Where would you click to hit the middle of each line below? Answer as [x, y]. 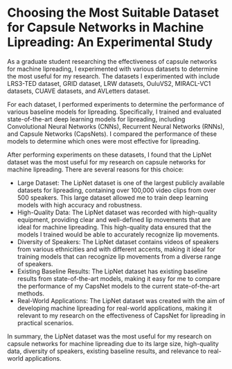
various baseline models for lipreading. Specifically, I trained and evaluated [114, 112]
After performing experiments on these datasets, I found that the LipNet [109, 155]
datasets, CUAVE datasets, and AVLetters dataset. [79, 91]
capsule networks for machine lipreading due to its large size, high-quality [113, 343]
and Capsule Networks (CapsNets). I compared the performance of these [112, 134]
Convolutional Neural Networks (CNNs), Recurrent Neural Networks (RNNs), [116, 126]
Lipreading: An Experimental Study [110, 42]
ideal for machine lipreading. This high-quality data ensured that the [114, 227]
